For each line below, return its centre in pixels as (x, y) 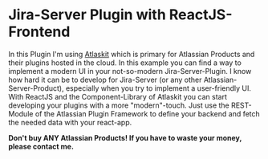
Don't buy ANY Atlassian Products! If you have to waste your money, (125, 137)
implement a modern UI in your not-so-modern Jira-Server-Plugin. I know (130, 71)
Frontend (39, 32)
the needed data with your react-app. (70, 122)
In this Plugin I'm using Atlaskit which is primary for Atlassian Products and (132, 54)
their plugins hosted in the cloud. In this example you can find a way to (125, 63)
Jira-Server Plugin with (87, 15)
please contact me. (41, 146)
